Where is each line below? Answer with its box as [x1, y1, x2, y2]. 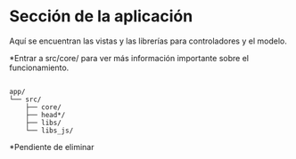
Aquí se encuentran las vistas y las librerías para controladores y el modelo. [9, 36, 287, 46]
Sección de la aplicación [9, 6, 193, 27]
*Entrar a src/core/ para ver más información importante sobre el [9, 52, 250, 63]
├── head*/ [25, 110, 66, 119]
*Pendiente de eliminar [9, 141, 95, 152]
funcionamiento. [9, 62, 70, 73]
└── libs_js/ [25, 126, 74, 135]
